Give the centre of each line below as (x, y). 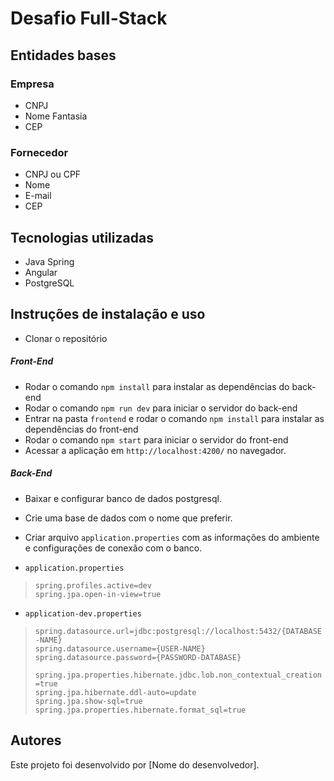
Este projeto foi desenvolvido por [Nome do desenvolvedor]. (135, 764)
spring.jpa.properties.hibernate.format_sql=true (140, 710)
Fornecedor (39, 152)
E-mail (38, 196)
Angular (41, 272)
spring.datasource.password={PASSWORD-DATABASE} (138, 657)
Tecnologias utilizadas (82, 237)
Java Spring (49, 261)
